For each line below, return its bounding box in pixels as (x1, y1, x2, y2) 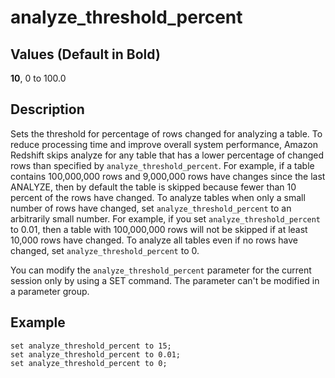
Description (10, 101, 85, 118)
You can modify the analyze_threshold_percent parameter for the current (10, 264, 312, 276)
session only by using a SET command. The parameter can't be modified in (10, 274, 320, 286)
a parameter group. (10, 285, 90, 297)
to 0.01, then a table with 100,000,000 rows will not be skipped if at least (10, 223, 308, 235)
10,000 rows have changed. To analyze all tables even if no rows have (10, 234, 298, 246)
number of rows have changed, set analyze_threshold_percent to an (10, 202, 292, 214)
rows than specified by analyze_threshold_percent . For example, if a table (10, 159, 315, 171)
